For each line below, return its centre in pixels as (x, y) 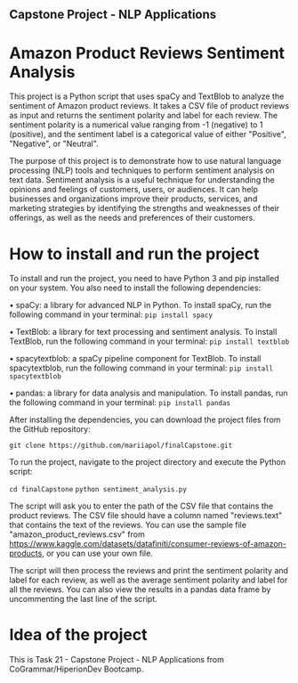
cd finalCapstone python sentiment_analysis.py (98, 490)
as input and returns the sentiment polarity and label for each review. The (144, 116)
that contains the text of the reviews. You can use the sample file (128, 525)
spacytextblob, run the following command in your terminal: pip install (141, 368)
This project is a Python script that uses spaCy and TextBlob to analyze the (147, 96)
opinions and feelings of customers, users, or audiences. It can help (134, 190)
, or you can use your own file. (97, 553)
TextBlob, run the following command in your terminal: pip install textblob (149, 341)
